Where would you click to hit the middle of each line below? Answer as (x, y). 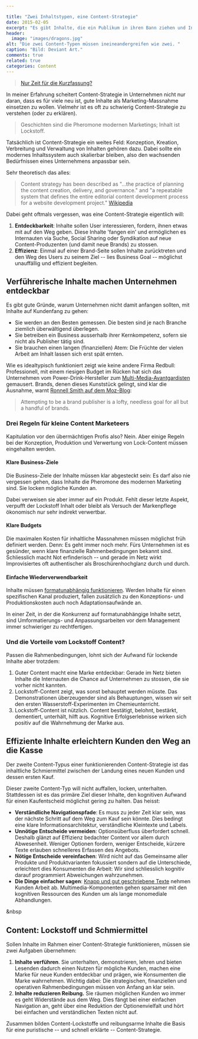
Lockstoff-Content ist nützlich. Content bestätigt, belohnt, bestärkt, (96, 710)
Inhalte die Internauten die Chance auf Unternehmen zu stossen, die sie (102, 679)
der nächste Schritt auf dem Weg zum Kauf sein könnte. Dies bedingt (99, 819)
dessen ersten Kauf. (30, 777)
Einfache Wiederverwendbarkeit (47, 577)
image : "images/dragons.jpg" (47, 39)
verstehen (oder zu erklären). (42, 113)
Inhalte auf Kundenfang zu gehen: (47, 311)
